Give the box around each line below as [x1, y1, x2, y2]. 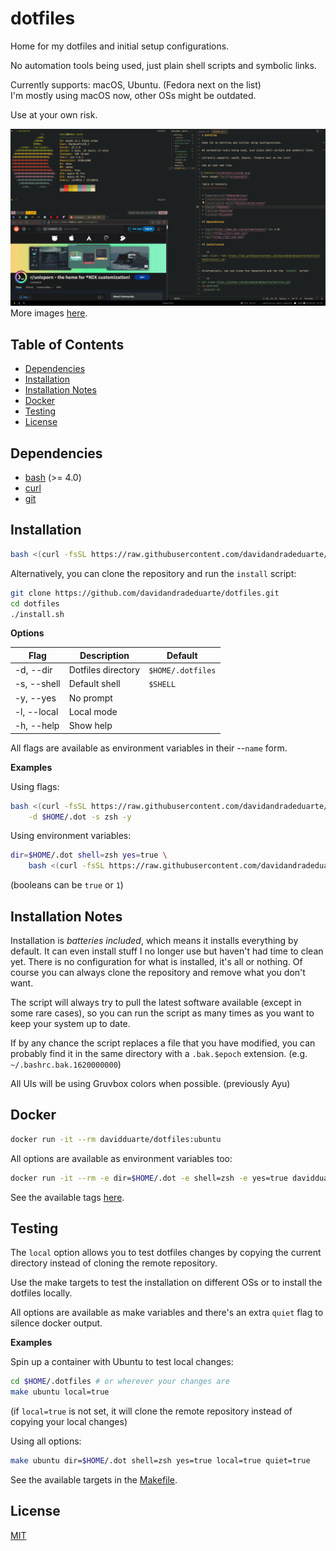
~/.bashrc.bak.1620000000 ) [10, 1058, 122, 1070]
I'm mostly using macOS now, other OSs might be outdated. [10, 89, 257, 101]
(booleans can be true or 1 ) [10, 879, 124, 891]
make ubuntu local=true [10, 1387, 110, 1397]
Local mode [68, 705, 118, 717]
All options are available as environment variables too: [10, 1152, 233, 1164]
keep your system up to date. [10, 1017, 131, 1029]
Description [79, 649, 130, 661]
